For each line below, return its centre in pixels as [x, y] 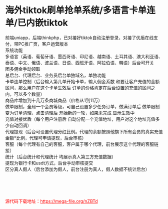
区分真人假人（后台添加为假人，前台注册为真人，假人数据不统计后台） [77, 169]
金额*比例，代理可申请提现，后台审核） [46, 138]
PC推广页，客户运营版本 [43, 44]
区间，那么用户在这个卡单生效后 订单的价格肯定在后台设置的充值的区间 [78, 88]
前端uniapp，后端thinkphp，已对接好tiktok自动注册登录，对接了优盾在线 [79, 38]
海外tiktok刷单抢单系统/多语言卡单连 [80, 10]
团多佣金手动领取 [23, 69]
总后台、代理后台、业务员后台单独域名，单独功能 [55, 75]
